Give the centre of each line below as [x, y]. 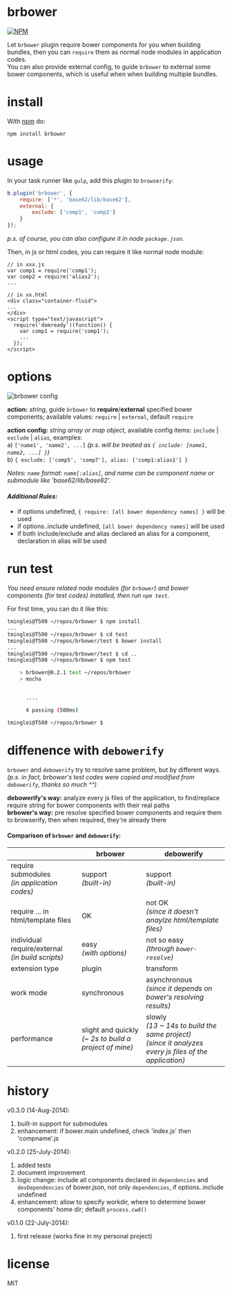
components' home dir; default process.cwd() [82, 1209]
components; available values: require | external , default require [100, 417]
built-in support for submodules [62, 1123]
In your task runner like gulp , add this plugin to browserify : [90, 180]
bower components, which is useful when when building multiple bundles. [113, 74]
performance [32, 1038]
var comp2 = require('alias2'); [54, 277]
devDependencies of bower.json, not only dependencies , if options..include [120, 1187]
